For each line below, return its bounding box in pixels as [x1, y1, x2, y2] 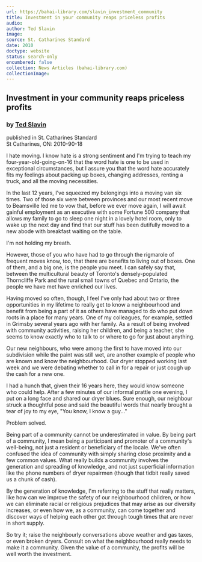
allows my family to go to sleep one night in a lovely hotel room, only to [6, 214, 182, 222]
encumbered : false [6, 59, 52, 65]
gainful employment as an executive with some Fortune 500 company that [6, 208, 190, 216]
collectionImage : [6, 70, 50, 76]
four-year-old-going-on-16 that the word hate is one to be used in [6, 158, 170, 166]
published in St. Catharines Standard [6, 134, 97, 141]
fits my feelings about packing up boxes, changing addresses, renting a [6, 171, 183, 178]
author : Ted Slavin [6, 25, 55, 32]
